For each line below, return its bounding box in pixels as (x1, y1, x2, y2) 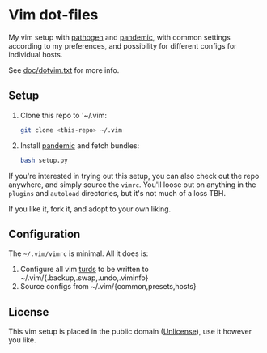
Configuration (8, 227, 81, 240)
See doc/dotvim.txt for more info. (8, 65, 120, 74)
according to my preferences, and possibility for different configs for (8, 40, 237, 50)
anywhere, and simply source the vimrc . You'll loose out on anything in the (8, 180, 256, 189)
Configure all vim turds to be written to (19, 265, 150, 274)
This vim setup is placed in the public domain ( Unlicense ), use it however (8, 326, 252, 337)
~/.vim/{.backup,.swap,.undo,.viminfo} (19, 273, 149, 283)
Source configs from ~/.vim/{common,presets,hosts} (19, 282, 197, 291)
